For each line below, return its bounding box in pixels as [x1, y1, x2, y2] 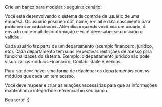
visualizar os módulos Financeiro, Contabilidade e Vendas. [5, 59, 122, 64]
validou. [5, 34, 21, 40]
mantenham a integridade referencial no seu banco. [5, 88, 108, 93]
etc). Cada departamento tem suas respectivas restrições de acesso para [5, 48, 152, 54]
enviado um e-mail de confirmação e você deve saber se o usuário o [5, 29, 143, 34]
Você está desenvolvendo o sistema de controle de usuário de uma [5, 13, 140, 19]
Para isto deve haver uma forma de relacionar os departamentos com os [5, 68, 150, 74]
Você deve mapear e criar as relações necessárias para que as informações [5, 82, 157, 88]
